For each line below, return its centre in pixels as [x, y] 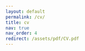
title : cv [18, 22]
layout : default [25, 11]
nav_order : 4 [21, 33]
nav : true [18, 28]
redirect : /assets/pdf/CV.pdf [42, 39]
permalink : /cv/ [25, 17]
